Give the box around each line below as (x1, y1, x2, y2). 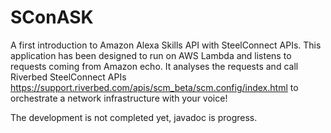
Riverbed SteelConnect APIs (10, 71, 127, 83)
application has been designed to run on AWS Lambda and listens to (10, 49, 292, 61)
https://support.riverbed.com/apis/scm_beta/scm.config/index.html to (10, 81, 299, 93)
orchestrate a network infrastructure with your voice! (10, 92, 228, 104)
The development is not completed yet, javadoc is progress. (10, 111, 258, 123)
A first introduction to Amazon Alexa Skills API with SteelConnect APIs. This (10, 39, 322, 51)
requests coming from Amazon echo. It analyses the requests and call (10, 60, 299, 72)
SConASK (10, 6, 94, 29)
